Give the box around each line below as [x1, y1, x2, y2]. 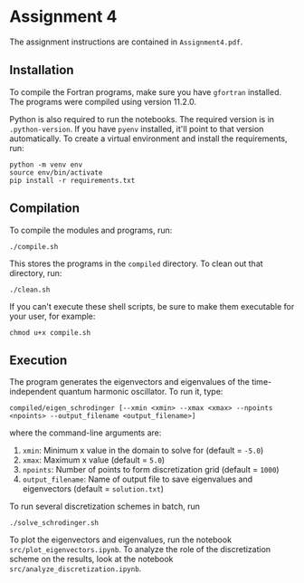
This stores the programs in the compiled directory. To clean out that [9, 258, 264, 269]
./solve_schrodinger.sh [9, 519, 100, 528]
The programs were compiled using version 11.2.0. [9, 96, 197, 107]
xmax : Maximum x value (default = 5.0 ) [22, 454, 166, 465]
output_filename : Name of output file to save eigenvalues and [22, 473, 253, 485]
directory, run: [9, 267, 62, 278]
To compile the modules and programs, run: [9, 225, 173, 235]
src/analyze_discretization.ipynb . [9, 563, 142, 574]
